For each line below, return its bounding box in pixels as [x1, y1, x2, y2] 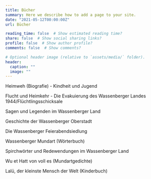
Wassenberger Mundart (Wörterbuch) [5, 138, 85, 144]
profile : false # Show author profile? [5, 41, 93, 46]
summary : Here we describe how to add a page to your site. [5, 12, 137, 17]
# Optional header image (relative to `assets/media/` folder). [5, 54, 145, 59]
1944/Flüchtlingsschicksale [5, 98, 63, 105]
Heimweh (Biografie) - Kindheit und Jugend [5, 83, 97, 89]
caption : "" [10, 64, 36, 69]
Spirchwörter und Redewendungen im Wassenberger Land [5, 148, 129, 154]
